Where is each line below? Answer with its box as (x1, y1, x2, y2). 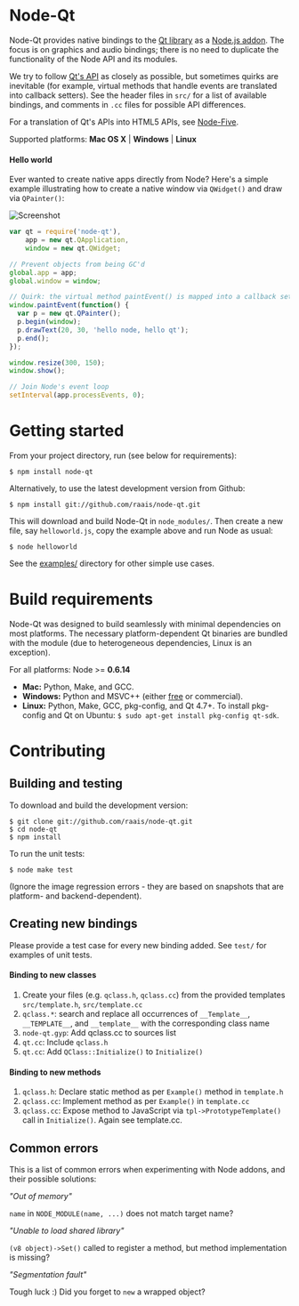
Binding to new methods (9, 1067, 101, 1077)
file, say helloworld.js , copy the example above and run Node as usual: (9, 525, 273, 536)
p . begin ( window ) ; (17, 318, 82, 326)
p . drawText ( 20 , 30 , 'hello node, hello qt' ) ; (17, 326, 190, 335)
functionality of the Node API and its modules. (9, 53, 178, 64)
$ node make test (9, 865, 74, 875)
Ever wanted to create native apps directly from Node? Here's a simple (9, 174, 269, 185)
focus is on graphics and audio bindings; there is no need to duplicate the (9, 44, 279, 54)
